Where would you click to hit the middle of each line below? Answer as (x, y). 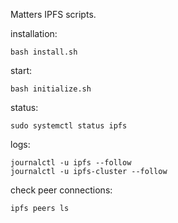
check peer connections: (61, 190)
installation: (34, 33)
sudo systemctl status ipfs (69, 126)
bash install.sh (44, 52)
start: (21, 70)
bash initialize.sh (51, 89)
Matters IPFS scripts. (53, 14)
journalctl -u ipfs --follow (71, 163)
